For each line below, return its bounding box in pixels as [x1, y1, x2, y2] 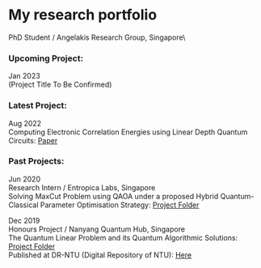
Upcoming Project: [8, 53, 83, 64]
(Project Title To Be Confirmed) [8, 79, 112, 90]
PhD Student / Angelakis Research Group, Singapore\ [8, 32, 186, 42]
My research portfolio [8, 6, 158, 24]
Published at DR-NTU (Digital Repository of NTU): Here [8, 249, 192, 260]
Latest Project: [8, 100, 67, 111]
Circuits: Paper [8, 135, 58, 145]
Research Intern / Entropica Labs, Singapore [8, 182, 156, 192]
